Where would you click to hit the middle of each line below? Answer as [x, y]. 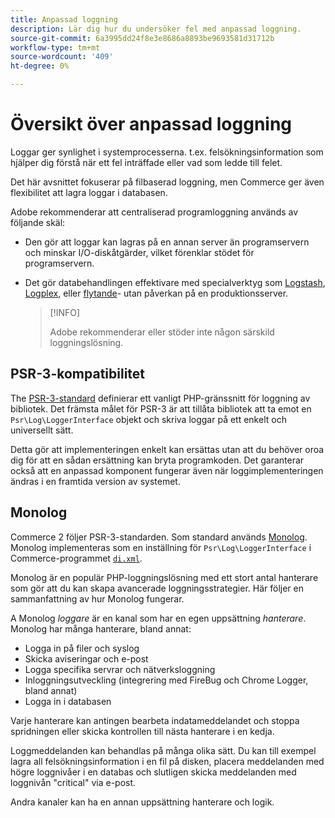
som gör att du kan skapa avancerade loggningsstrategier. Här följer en [157, 588]
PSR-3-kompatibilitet [78, 374]
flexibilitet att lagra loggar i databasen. [89, 192]
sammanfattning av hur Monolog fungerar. [97, 598]
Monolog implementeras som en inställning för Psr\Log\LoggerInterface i [161, 547]
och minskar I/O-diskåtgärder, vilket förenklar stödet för [139, 252]
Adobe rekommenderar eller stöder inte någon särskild [162, 332]
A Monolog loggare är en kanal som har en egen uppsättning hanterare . [158, 618]
